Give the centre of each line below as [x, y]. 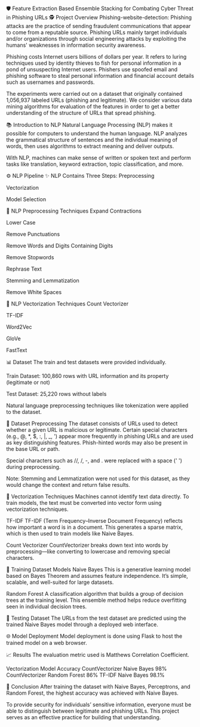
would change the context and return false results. [68, 485]
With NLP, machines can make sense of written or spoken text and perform [99, 158]
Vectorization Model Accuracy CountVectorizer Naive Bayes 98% [87, 669]
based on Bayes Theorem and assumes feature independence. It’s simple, [97, 576]
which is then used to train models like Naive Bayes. [70, 534]
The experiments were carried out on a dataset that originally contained [94, 94]
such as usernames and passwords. [50, 82]
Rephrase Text [24, 269]
